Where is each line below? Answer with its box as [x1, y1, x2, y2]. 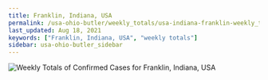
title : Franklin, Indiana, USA [8, 11, 112, 20]
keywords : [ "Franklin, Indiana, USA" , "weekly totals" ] [8, 33, 198, 42]
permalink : [8, 19, 45, 27]
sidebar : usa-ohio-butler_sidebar [8, 41, 124, 49]
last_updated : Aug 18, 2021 [8, 26, 102, 34]
